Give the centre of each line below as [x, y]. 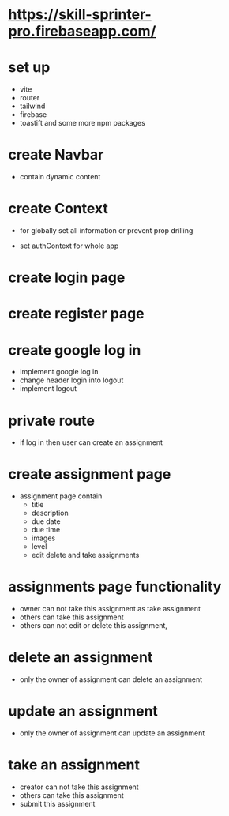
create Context [58, 209]
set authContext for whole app [69, 246]
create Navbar [56, 155]
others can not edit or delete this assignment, [94, 626]
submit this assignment [57, 803]
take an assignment [74, 765]
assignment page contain [61, 496]
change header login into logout [71, 380]
